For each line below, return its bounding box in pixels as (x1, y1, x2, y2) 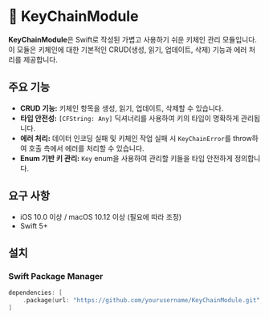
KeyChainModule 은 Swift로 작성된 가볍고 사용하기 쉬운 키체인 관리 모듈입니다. (8, 34, 257, 44)
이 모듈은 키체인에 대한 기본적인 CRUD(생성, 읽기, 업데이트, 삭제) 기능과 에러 (8, 44, 247, 55)
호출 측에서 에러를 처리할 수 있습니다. (28, 143, 145, 153)
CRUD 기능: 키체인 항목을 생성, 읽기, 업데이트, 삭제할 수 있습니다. (19, 103, 224, 113)
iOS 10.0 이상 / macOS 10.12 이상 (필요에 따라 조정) (19, 212, 182, 221)
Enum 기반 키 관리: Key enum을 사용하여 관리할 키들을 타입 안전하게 (19, 153, 233, 163)
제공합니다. (22, 55, 59, 64)
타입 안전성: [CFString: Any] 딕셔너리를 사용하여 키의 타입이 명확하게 (19, 113, 239, 123)
